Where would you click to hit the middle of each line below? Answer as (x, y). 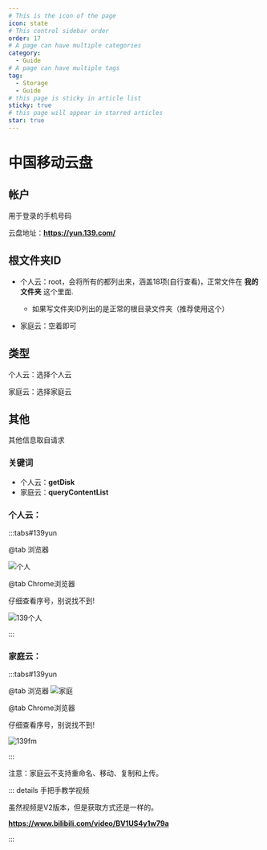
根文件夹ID (35, 261)
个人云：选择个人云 (40, 374)
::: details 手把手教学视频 (49, 790)
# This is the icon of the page (62, 16)
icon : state (28, 23)
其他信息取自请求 (36, 440)
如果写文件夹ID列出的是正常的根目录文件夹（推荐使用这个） (130, 308)
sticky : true (30, 105)
